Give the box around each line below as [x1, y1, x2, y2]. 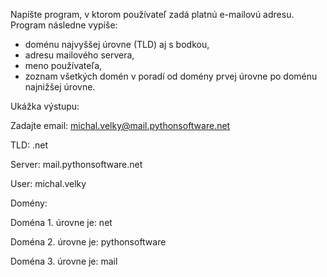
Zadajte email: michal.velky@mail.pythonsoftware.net [10, 120, 231, 131]
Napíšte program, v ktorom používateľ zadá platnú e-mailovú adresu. [10, 9, 295, 20]
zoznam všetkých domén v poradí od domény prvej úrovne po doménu [24, 70, 318, 82]
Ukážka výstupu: [10, 100, 80, 112]
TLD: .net [10, 139, 49, 151]
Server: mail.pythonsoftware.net [10, 159, 143, 170]
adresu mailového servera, [24, 49, 135, 61]
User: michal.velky [10, 178, 87, 189]
